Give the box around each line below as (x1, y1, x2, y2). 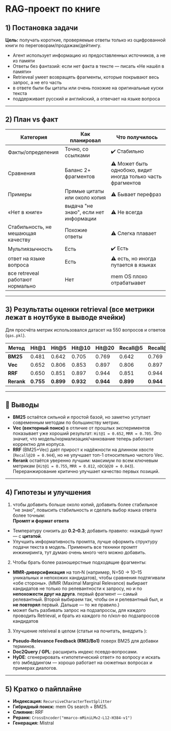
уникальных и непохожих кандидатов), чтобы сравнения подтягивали (12, 575, 165, 581)
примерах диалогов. (12, 665, 58, 671)
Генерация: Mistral (12, 720, 54, 726)
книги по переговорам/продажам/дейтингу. (5, 42, 102, 49)
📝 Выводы (5, 400, 39, 409)
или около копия (64, 194, 106, 201)
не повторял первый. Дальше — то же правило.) (12, 602, 120, 608)
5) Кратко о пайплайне (5, 685, 82, 693)
